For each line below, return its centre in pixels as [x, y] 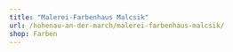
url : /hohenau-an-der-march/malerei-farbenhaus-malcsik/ [117, 26]
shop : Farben [33, 33]
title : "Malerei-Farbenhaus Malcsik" [79, 17]
